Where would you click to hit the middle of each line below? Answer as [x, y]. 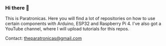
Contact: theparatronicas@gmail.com [44, 38]
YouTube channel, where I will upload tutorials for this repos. [67, 29]
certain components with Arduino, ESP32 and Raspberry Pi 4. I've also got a [83, 23]
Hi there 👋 [17, 8]
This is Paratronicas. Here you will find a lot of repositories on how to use [80, 19]
